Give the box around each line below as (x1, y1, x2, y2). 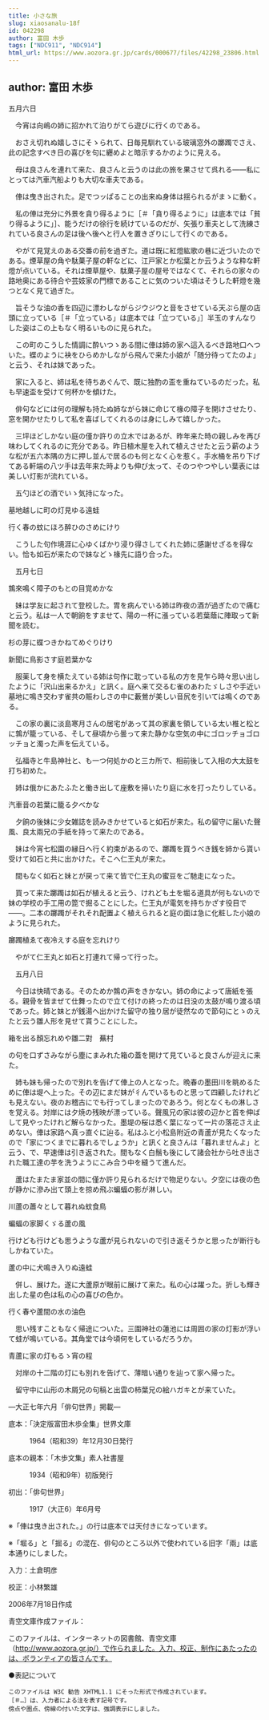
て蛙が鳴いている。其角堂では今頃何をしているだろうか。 (8, 1334, 198, 1343)
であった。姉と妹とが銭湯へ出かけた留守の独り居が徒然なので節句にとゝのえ (8, 1006, 261, 1015)
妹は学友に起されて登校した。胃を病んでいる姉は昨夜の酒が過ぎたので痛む (14, 600, 260, 610)
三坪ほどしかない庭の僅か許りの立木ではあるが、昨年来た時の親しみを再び (14, 430, 261, 441)
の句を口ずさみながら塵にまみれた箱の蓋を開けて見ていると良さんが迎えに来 (8, 1050, 261, 1060)
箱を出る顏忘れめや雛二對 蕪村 (8, 1033, 114, 1043)
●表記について (8, 1670, 58, 1680)
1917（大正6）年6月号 (29, 1504, 102, 1513)
